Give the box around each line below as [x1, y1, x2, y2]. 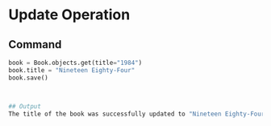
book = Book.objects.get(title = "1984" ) [8, 59, 143, 67]
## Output [8, 102, 42, 110]
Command [8, 38, 62, 51]
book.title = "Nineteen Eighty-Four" [8, 66, 135, 74]
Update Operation [8, 6, 131, 24]
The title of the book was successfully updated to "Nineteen [8, 110, 222, 118]
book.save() [8, 74, 48, 82]
